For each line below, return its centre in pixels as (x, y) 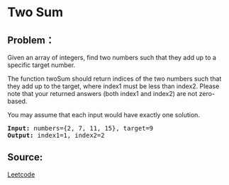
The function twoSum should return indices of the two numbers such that (114, 79)
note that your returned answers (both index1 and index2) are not (102, 94)
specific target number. (41, 65)
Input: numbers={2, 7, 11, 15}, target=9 (80, 128)
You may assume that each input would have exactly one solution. (104, 115)
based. (17, 101)
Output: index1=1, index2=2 (56, 135)
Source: (25, 157)
